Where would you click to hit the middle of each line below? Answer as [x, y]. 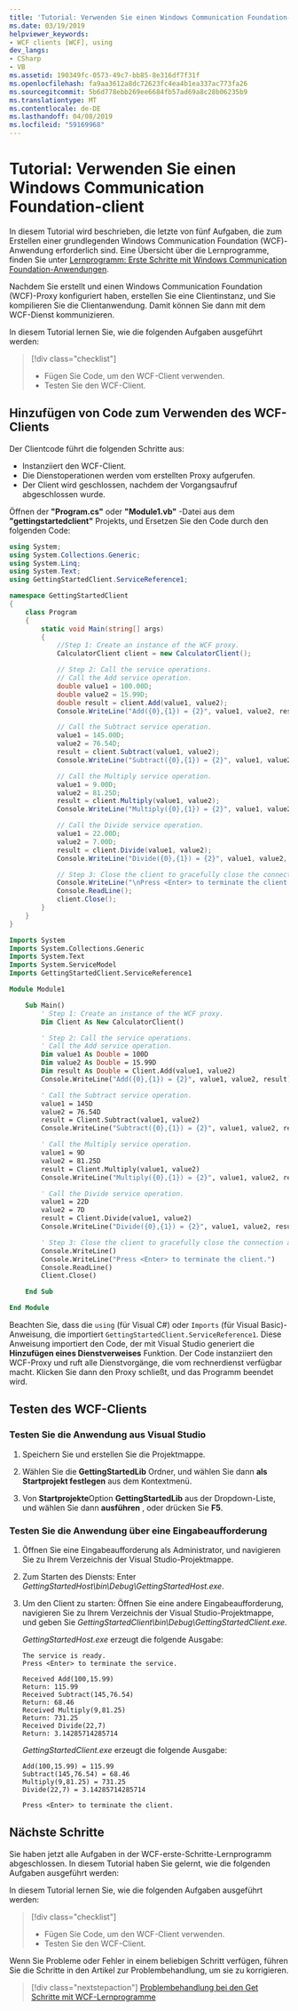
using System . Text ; [45, 571]
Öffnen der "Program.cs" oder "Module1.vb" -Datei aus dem [122, 511]
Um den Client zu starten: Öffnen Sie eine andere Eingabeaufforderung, [153, 1603]
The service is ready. [64, 1655]
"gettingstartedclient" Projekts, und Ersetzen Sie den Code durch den [139, 520]
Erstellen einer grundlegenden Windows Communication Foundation [134, 240]
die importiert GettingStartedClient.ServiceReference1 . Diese [168, 1334]
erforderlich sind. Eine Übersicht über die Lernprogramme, [162, 250]
